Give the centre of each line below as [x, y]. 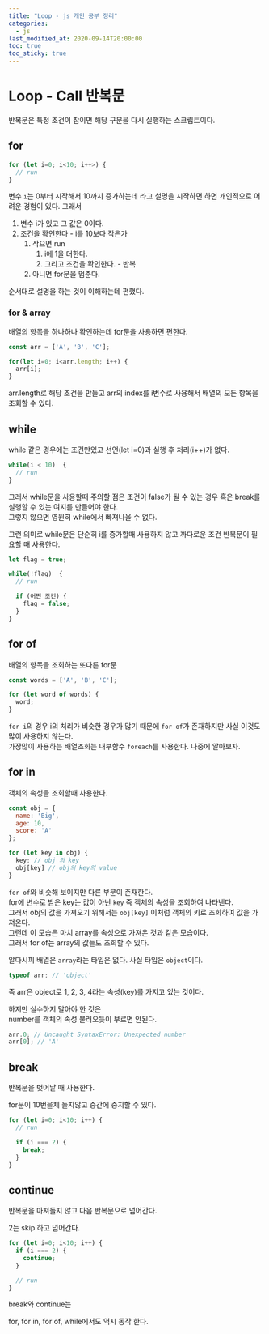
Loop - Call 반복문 [67, 96]
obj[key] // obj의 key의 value [67, 867]
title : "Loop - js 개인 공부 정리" [63, 16]
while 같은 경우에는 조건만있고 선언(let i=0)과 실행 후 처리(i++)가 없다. [119, 450]
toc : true [25, 46]
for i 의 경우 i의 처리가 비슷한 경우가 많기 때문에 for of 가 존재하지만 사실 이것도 [134, 727]
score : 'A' [34, 831]
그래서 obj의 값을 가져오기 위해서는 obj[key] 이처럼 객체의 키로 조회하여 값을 [129, 912]
